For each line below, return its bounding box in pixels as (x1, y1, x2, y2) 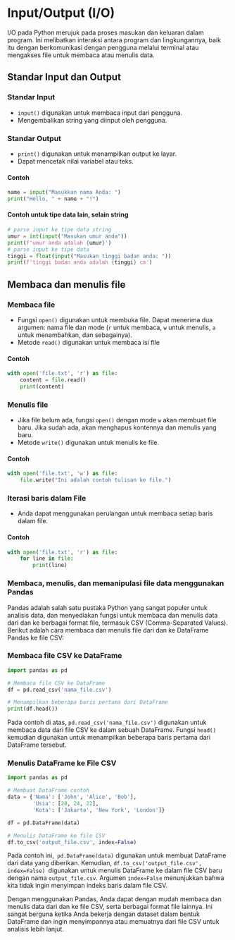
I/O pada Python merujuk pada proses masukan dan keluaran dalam (7, 28, 204, 37)
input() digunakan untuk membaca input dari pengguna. (17, 108, 183, 117)
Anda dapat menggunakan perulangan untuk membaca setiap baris (17, 509, 213, 518)
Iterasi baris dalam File (7, 494, 87, 503)
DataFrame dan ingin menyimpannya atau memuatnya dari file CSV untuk (7, 917, 220, 926)
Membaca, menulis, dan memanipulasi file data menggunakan (7, 578, 224, 588)
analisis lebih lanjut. (7, 925, 65, 934)
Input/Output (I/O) (7, 5, 115, 21)
